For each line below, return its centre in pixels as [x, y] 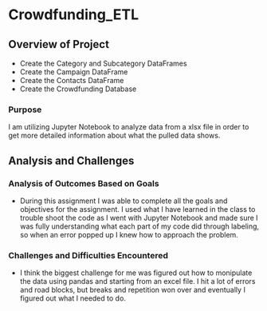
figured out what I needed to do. [73, 298]
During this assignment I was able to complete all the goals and [124, 201]
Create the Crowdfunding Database [78, 89]
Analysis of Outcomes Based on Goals [84, 183]
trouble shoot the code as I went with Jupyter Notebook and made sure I [139, 217]
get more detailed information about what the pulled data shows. [114, 136]
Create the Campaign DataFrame [74, 72]
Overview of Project [59, 44]
